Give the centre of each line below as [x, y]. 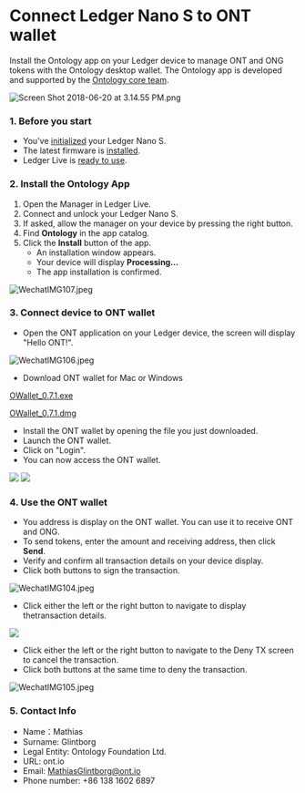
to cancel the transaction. [71, 660]
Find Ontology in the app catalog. [86, 232]
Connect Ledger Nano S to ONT [131, 16]
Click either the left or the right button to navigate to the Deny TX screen [158, 650]
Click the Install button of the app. [87, 242]
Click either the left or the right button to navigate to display [134, 606]
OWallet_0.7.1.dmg [43, 413]
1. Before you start [51, 121]
